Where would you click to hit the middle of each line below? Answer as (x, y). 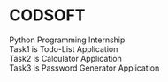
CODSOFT (47, 15)
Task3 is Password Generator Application (84, 68)
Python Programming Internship (67, 40)
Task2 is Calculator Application (65, 58)
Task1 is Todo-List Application (64, 48)
